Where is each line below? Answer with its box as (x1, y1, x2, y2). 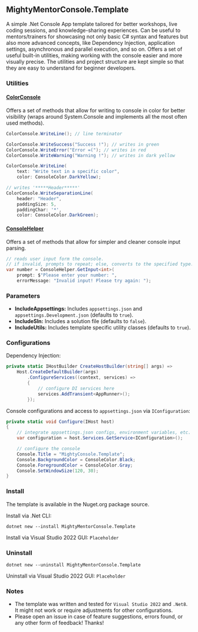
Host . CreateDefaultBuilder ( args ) (16, 369, 99, 375)
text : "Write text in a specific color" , (16, 168, 120, 175)
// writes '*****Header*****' (6, 185, 81, 191)
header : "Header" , (16, 196, 62, 201)
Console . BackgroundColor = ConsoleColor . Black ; (16, 457, 136, 462)
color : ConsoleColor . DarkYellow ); (16, 174, 101, 180)
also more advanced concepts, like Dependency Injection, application (6, 39, 175, 46)
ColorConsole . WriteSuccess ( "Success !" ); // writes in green (6, 141, 160, 147)
